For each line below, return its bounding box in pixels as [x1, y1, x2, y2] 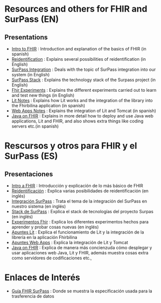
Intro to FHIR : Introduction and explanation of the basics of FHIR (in [11, 46, 146, 51]
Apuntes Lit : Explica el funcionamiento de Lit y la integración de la [11, 229, 145, 235]
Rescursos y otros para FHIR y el [4, 140, 137, 151]
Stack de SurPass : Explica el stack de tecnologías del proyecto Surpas [11, 209, 154, 214]
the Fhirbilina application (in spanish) [11, 103, 86, 108]
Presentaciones [4, 170, 53, 178]
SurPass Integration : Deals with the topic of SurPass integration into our [11, 67, 156, 72]
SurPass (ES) [4, 151, 59, 162]
